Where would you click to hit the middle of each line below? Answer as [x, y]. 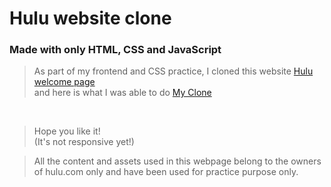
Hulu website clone [90, 18]
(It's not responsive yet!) [84, 142]
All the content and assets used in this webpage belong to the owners [177, 161]
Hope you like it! [67, 131]
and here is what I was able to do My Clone [122, 93]
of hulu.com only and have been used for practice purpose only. [166, 172]
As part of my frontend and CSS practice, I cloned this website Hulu [173, 71]
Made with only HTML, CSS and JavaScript [115, 50]
